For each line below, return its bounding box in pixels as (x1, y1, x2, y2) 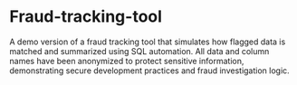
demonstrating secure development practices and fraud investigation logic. (9, 65, 290, 76)
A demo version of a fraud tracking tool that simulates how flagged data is (9, 36, 286, 47)
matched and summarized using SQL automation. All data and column (9, 45, 270, 56)
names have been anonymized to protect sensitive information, (9, 55, 244, 66)
